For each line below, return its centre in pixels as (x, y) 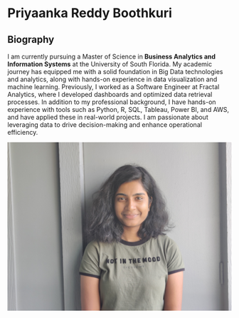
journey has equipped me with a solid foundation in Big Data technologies (115, 72)
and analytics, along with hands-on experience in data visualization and (112, 79)
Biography (31, 40)
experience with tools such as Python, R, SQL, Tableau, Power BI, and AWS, (118, 109)
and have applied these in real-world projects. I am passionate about (108, 117)
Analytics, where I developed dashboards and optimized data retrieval (110, 94)
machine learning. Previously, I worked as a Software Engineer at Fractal (113, 87)
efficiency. (23, 132)
